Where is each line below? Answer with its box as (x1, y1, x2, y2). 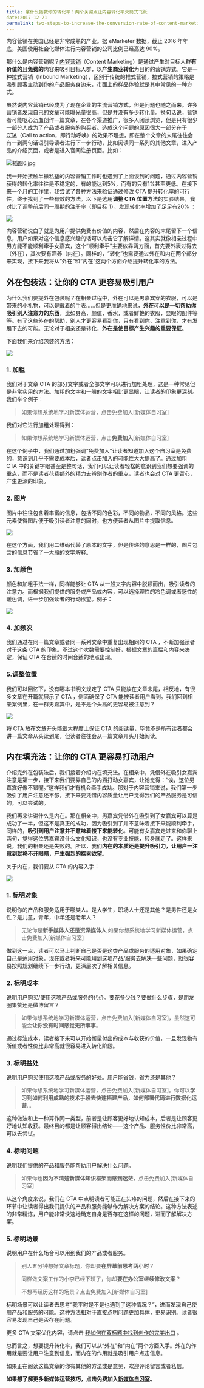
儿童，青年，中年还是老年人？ (22, 913, 97, 921)
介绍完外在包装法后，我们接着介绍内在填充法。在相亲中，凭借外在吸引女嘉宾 (6, 769, 198, 776)
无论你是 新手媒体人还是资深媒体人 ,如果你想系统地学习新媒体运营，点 (21, 926, 193, 933)
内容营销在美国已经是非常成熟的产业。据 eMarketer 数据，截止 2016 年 (6, 38, 183, 45)
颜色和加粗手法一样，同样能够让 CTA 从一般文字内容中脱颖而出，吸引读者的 (6, 580, 195, 587)
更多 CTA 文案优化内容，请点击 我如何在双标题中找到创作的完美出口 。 (6, 1329, 183, 1336)
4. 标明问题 (6, 1146, 39, 1155)
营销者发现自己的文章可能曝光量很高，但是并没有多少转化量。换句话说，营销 (6, 109, 198, 116)
